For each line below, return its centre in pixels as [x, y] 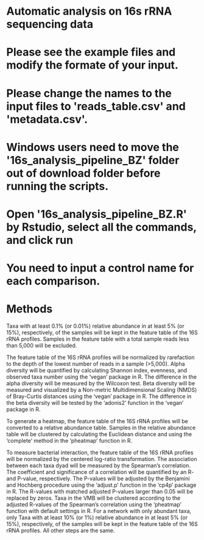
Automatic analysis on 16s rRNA [89, 11]
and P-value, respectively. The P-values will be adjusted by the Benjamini [98, 479]
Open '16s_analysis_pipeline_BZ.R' [97, 214]
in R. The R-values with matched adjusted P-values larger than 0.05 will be [100, 492]
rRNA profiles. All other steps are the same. [61, 531]
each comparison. [53, 281]
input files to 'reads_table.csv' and [96, 106]
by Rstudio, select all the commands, [101, 227]
